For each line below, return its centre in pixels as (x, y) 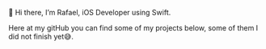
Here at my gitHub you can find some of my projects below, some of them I (133, 28)
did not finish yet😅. (41, 37)
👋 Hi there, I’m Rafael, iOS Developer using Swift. (90, 12)
